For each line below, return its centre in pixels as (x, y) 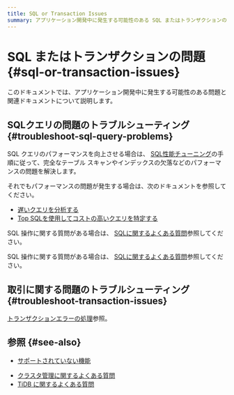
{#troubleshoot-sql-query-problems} (90, 136)
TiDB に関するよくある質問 (56, 384)
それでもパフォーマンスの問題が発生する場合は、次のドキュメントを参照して (117, 186)
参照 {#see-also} (44, 342)
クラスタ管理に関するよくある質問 (66, 375)
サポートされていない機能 (54, 360)
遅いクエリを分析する (48, 210)
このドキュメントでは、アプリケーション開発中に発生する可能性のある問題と (117, 92)
